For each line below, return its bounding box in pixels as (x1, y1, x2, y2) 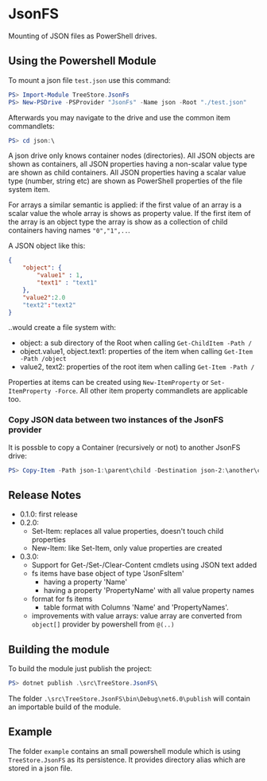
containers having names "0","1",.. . (8, 226, 131, 235)
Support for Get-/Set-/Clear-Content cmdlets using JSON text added (31, 560, 257, 570)
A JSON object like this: (8, 241, 86, 251)
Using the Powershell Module (8, 54, 157, 68)
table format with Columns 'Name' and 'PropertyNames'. (43, 602, 229, 612)
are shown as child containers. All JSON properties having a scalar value (8, 168, 246, 178)
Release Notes (8, 488, 82, 502)
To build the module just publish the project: (8, 664, 153, 673)
